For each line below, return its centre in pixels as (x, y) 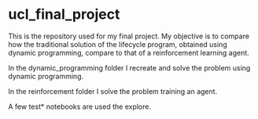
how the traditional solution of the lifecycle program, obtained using (118, 44)
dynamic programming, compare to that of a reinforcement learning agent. (129, 52)
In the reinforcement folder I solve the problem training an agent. (113, 91)
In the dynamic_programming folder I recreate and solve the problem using (129, 67)
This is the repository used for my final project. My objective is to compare (129, 36)
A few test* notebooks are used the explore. (80, 106)
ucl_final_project (64, 14)
